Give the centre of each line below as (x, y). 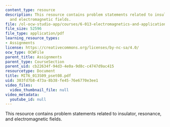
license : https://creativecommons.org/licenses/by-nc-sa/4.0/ (72, 48)
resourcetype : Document (30, 71)
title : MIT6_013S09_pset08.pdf (38, 76)
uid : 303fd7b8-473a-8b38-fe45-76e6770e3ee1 (52, 80)
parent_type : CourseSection (35, 62)
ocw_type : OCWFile (25, 52)
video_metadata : (22, 95)
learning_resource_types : (32, 38)
